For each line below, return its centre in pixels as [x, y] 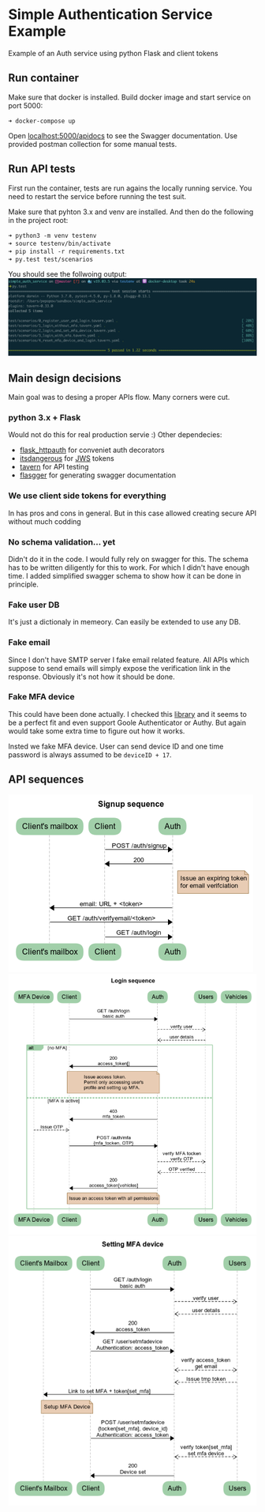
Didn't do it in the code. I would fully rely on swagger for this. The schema [128, 559]
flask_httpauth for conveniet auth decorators [92, 450]
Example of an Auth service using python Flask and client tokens [113, 53]
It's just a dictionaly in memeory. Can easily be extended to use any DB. [125, 622]
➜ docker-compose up [42, 121]
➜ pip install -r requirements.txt [67, 251]
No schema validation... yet [62, 541]
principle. [24, 584]
